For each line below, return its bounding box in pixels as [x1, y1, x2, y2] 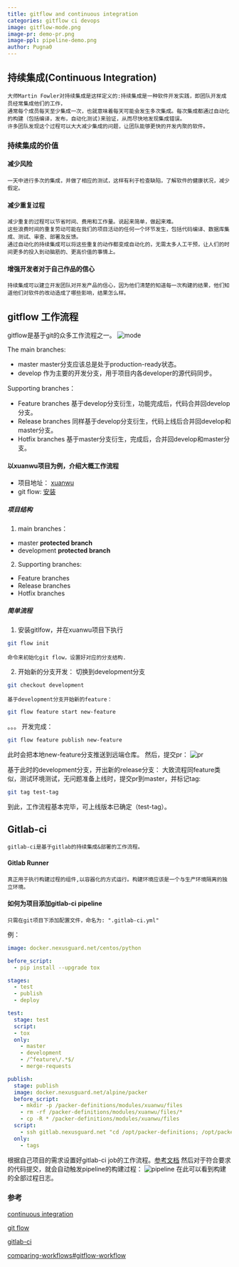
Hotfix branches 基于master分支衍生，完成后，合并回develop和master [17, 435, 224, 443]
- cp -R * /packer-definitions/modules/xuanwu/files [20, 1115, 180, 1123]
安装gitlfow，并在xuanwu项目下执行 [17, 625, 123, 635]
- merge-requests [20, 1063, 72, 1070]
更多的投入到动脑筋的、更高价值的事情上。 [12, 249, 119, 256]
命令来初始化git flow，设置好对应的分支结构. [7, 654, 127, 662]
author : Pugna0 [7, 43, 53, 51]
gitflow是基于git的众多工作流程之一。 [7, 331, 116, 339]
